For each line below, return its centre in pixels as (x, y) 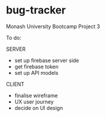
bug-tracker (36, 10)
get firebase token (36, 66)
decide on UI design (38, 108)
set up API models (36, 73)
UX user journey (34, 101)
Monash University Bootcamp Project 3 (53, 26)
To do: (14, 37)
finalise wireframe (36, 95)
